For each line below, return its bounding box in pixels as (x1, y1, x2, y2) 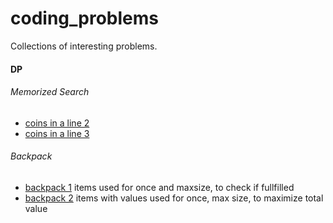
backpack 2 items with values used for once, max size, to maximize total (24, 192, 324, 204)
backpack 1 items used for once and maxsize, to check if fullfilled (24, 181, 295, 193)
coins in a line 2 (24, 117, 90, 129)
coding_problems (10, 7, 159, 30)
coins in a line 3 (24, 127, 90, 139)
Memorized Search (10, 86, 90, 98)
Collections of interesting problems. (10, 40, 158, 52)
